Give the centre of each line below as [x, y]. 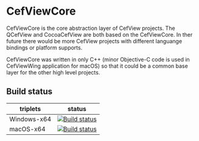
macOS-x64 [27, 129]
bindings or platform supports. [44, 48]
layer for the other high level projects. [53, 72]
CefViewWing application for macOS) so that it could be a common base [97, 66]
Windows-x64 [30, 119]
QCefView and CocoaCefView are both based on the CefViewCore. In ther [100, 34]
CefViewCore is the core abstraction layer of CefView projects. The [91, 28]
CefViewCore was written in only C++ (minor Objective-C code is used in [98, 59]
